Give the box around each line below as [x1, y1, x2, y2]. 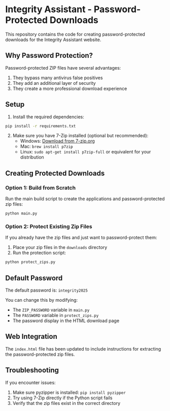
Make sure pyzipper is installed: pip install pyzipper [12, 389, 126, 395]
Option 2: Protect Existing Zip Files [5, 223, 92, 230]
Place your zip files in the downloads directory [12, 244, 108, 250]
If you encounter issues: [5, 380, 56, 386]
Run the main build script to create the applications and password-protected [5, 196, 165, 202]
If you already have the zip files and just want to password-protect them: [5, 235, 157, 241]
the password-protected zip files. [5, 351, 75, 357]
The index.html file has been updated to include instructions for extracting [5, 345, 161, 352]
